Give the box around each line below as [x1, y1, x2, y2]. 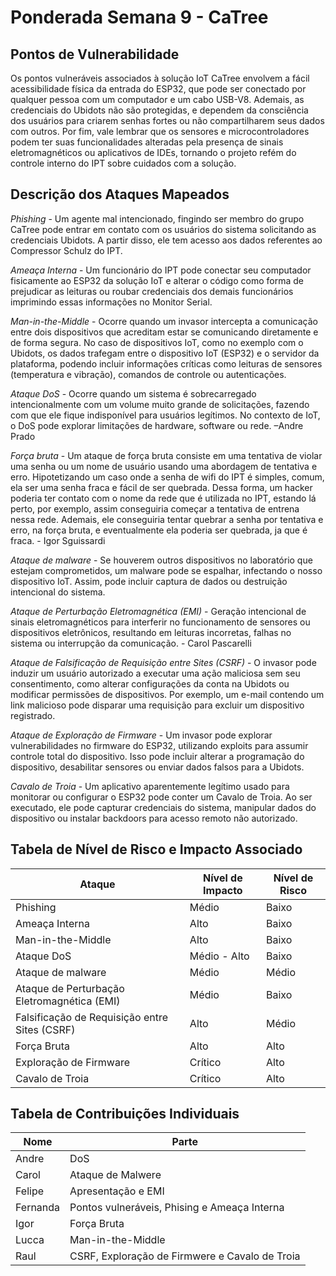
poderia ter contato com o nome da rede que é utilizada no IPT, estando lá [10, 492, 317, 504]
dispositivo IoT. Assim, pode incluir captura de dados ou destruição [10, 575, 288, 587]
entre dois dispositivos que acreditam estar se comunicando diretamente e [10, 326, 319, 338]
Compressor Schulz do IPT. [10, 244, 123, 256]
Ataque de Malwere [69, 1168, 162, 1182]
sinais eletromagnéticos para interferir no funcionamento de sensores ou [10, 616, 311, 628]
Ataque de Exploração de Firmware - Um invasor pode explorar [10, 729, 273, 741]
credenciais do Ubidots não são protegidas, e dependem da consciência [10, 104, 309, 116]
